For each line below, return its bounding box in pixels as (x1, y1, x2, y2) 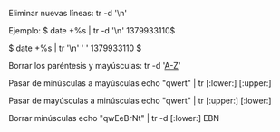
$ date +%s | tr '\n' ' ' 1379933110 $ (8, 42, 142, 53)
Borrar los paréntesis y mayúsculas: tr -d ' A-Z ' (8, 61, 181, 71)
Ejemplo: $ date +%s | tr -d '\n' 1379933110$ (8, 25, 176, 35)
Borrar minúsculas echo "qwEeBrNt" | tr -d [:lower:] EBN (8, 113, 219, 123)
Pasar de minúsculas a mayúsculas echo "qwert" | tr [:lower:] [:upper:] (8, 78, 272, 89)
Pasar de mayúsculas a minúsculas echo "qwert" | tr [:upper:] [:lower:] (8, 95, 272, 106)
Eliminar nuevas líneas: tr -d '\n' (8, 8, 128, 18)
